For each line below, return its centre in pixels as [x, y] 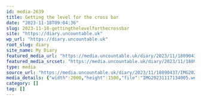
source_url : [21, 72]
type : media [21, 67]
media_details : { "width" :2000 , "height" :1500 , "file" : [73, 78]
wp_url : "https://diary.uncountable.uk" [57, 39]
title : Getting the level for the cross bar [63, 17]
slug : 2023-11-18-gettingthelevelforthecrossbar [68, 28]
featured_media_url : [32, 56]
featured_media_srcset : [36, 61]
